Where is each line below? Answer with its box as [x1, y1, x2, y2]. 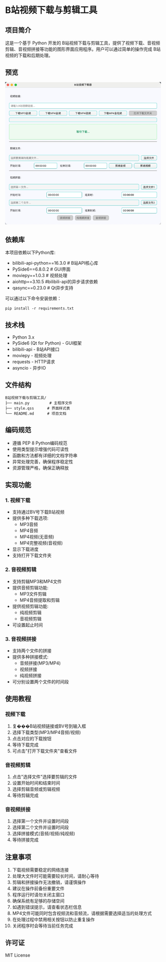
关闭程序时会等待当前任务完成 [12, 923, 73, 929]
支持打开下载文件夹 [12, 552, 52, 559]
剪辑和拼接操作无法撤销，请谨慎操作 [12, 880, 86, 886]
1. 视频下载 [5, 497, 31, 504]
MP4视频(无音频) [19, 534, 54, 540]
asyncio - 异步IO [12, 365, 46, 371]
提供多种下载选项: [12, 515, 48, 521]
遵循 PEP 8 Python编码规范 [12, 440, 68, 446]
